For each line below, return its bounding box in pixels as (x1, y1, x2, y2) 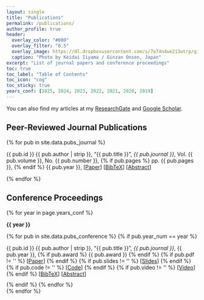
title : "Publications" (6, 15, 64, 21)
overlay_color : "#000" (12, 37, 69, 43)
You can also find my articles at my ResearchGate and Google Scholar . (6, 105, 183, 112)
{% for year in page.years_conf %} (6, 209, 93, 216)
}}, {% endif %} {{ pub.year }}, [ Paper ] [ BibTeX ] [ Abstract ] (6, 163, 152, 170)
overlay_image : (12, 49, 50, 55)
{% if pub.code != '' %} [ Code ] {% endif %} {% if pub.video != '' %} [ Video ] (6, 263, 195, 271)
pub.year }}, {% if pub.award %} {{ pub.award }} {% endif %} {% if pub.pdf (6, 251, 195, 258)
